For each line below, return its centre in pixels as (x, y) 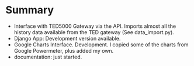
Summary (30, 10)
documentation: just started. (48, 57)
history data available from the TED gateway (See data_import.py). (94, 32)
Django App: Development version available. (67, 38)
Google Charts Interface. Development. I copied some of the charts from (101, 45)
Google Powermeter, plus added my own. (64, 50)
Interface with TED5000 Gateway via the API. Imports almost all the (95, 26)
